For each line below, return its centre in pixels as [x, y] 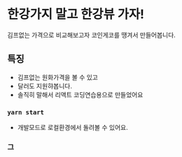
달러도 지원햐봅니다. [44, 86]
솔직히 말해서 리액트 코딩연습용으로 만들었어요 [80, 94]
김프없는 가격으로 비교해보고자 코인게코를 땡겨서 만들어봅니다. [92, 35]
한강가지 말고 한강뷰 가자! [76, 14]
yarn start [26, 112]
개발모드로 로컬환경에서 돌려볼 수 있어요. [72, 128]
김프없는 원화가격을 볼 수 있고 [57, 77]
